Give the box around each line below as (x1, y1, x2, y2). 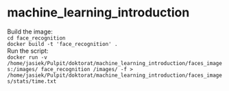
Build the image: (7, 27, 53, 36)
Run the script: (7, 47, 49, 55)
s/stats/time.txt (7, 77, 57, 85)
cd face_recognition (7, 34, 67, 42)
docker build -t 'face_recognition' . (7, 40, 118, 47)
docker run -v (7, 53, 48, 61)
